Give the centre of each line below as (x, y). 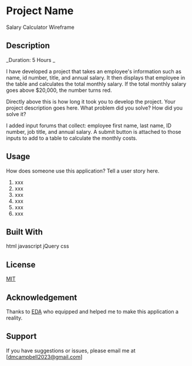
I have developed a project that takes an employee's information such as (94, 71)
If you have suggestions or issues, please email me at (71, 350)
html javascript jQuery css (38, 246)
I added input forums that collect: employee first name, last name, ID (89, 126)
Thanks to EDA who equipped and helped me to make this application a (92, 311)
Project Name (40, 11)
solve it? (16, 114)
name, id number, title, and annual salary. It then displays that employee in (96, 77)
